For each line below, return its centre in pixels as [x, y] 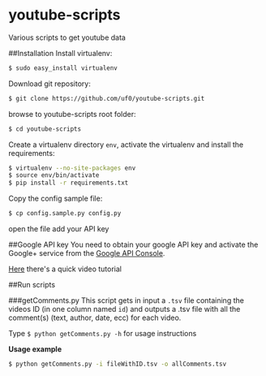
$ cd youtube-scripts [45, 129]
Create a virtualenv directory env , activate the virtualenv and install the [126, 145]
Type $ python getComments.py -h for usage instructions [103, 334]
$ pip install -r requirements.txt [69, 183]
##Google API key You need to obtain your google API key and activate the [133, 244]
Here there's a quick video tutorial [65, 269]
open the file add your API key [59, 229]
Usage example [35, 349]
